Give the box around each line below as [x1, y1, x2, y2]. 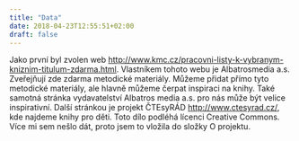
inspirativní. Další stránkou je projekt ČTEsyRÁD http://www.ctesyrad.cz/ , [9, 102, 280, 113]
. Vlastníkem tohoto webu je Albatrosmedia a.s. [116, 64, 290, 75]
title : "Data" [9, 13, 63, 22]
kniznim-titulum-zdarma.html [9, 64, 117, 75]
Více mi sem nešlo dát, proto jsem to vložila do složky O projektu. [9, 121, 251, 132]
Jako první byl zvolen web [9, 55, 107, 66]
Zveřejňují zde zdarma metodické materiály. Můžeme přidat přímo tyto [9, 74, 269, 84]
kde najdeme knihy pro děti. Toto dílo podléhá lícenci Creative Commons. [9, 111, 280, 122]
